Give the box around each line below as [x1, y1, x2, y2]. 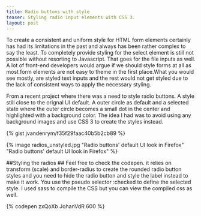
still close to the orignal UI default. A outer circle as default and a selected [6, 99, 189, 106]
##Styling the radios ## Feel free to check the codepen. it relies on [6, 160, 172, 167]
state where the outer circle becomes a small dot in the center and [6, 106, 170, 113]
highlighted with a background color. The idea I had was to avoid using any [6, 112, 191, 119]
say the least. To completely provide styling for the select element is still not [6, 49, 194, 56]
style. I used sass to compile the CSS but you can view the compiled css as [6, 185, 193, 192]
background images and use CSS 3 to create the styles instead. [6, 118, 164, 125]
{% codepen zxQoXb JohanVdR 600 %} [6, 203, 105, 210]
